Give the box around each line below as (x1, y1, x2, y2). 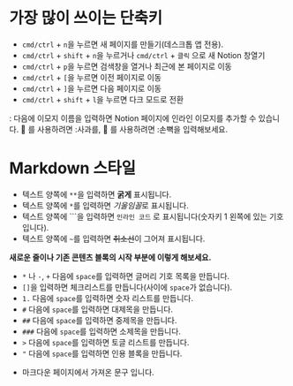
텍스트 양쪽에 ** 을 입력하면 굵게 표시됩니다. (21, 189, 172, 200)
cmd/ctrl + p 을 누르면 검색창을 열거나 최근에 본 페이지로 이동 (21, 61, 232, 72)
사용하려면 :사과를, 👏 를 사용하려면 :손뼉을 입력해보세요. (36, 124, 228, 134)
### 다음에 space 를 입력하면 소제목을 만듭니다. (21, 326, 181, 337)
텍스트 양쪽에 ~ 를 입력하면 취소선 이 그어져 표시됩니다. (21, 233, 206, 244)
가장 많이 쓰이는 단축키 (9, 8, 163, 28)
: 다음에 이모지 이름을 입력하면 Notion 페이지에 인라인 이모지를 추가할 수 (9, 112, 257, 124)
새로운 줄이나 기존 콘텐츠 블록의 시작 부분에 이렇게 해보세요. (9, 252, 212, 262)
